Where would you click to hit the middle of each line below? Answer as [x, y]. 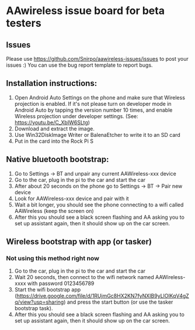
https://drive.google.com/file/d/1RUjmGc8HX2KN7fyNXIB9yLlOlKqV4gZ [103, 296]
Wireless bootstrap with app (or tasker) [79, 242]
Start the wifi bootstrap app [48, 290]
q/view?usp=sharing [39, 302]
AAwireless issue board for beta [86, 11]
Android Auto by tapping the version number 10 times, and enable [93, 110]
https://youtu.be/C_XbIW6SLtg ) [52, 122]
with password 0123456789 [61, 283]
